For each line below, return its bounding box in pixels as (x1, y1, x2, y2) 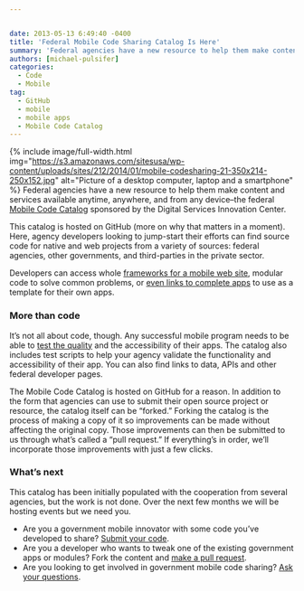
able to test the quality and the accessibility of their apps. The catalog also (9, 340, 288, 351)
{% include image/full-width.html (9, 146, 133, 157)
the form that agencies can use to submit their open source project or (9, 395, 269, 407)
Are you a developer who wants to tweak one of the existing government (22, 542, 294, 553)
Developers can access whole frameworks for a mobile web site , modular (9, 267, 283, 278)
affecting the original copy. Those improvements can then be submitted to (9, 424, 286, 435)
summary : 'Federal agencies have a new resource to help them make (9, 46, 270, 55)
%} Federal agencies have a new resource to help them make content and (9, 184, 285, 195)
